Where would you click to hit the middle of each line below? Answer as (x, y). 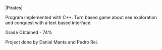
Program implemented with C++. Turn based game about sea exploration (81, 17)
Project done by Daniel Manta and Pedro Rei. (52, 42)
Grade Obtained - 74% (29, 32)
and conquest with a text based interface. (48, 23)
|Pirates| (14, 8)
